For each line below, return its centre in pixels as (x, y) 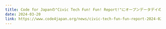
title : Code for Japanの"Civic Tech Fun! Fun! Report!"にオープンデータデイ (82, 10)
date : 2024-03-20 (23, 14)
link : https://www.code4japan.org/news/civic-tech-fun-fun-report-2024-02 (84, 19)
